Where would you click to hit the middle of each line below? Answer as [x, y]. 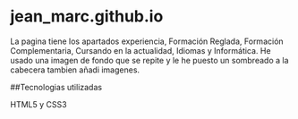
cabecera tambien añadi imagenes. [75, 70]
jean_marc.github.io [87, 17]
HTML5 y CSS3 [38, 104]
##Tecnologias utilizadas [56, 87]
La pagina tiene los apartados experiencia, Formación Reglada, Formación [147, 41]
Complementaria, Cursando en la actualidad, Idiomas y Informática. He [140, 50]
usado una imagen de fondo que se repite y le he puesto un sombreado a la [149, 60]
